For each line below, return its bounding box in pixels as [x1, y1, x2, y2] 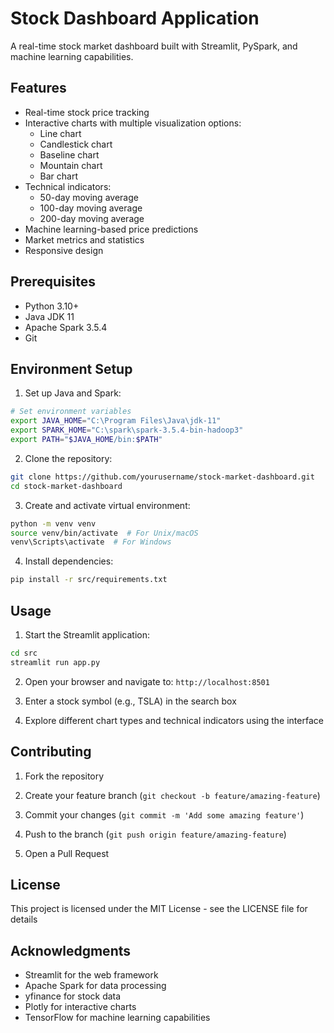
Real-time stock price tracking [24, 106, 150, 118]
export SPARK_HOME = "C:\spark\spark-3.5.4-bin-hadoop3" [10, 425, 244, 436]
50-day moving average [39, 191, 139, 203]
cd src [10, 648, 38, 658]
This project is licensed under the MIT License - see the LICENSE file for [10, 903, 308, 915]
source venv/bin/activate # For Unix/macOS [10, 528, 199, 538]
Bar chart [39, 170, 79, 182]
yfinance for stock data [24, 990, 122, 1002]
